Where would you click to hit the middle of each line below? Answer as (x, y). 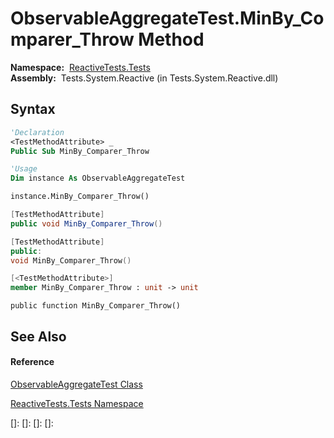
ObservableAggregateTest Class (76, 384)
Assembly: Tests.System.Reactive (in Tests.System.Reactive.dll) (144, 78)
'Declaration (37, 132)
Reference (32, 362)
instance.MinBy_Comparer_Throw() (80, 197)
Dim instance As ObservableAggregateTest (98, 178)
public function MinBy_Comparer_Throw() (96, 306)
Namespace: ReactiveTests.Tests (80, 67)
